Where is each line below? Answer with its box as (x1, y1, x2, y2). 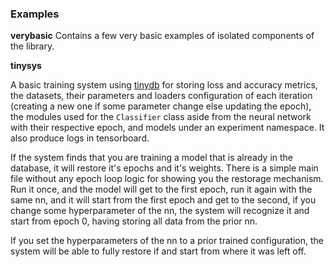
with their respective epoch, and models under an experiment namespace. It (10, 122, 325, 134)
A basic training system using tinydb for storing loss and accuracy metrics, (10, 79, 318, 91)
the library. (10, 40, 55, 52)
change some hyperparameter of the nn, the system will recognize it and (10, 205, 310, 217)
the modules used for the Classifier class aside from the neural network (10, 111, 312, 123)
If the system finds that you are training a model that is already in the (10, 152, 294, 164)
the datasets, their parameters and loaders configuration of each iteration (10, 90, 313, 102)
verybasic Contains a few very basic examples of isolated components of (10, 30, 315, 42)
